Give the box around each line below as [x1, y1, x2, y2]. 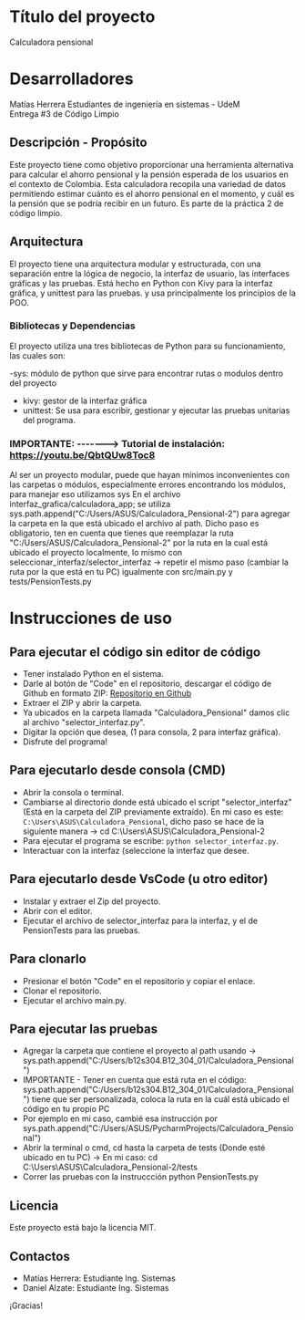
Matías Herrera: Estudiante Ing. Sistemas [22, 1273, 176, 1284]
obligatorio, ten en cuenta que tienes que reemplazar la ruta [9, 527, 234, 539]
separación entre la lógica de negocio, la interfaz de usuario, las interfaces [9, 267, 290, 279]
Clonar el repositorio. [22, 985, 102, 996]
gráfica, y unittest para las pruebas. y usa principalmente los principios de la [9, 287, 296, 298]
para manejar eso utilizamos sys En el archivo [9, 489, 181, 500]
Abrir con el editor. [22, 905, 93, 916]
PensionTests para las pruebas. [22, 924, 141, 936]
